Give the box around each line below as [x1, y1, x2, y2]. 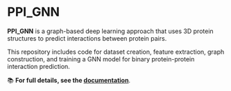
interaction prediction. [7, 62, 71, 70]
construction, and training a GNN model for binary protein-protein [7, 54, 195, 63]
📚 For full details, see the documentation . [7, 76, 130, 84]
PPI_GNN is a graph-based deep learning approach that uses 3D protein [7, 27, 214, 35]
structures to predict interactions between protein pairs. [7, 34, 167, 42]
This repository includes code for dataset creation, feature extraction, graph [7, 48, 225, 56]
